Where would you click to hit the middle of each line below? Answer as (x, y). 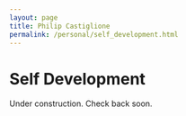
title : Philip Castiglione (60, 26)
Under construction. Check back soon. (81, 103)
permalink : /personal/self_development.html (94, 34)
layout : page (34, 18)
